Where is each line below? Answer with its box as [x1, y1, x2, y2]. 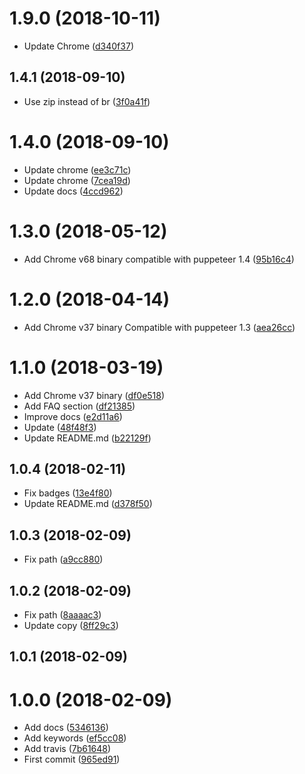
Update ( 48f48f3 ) [23, 421, 97, 433]
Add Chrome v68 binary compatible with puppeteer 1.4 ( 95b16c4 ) [23, 253, 295, 265]
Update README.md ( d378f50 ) [23, 498, 153, 510]
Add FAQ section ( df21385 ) [23, 400, 136, 412]
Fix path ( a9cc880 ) [23, 553, 104, 566]
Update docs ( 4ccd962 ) [23, 185, 124, 197]
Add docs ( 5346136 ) [23, 722, 109, 734]
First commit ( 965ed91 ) [23, 753, 121, 766]
